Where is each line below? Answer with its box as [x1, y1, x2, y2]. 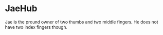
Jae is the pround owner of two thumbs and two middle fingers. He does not [5, 19, 158, 25]
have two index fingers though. [5, 24, 68, 30]
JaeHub [5, 3, 37, 14]
